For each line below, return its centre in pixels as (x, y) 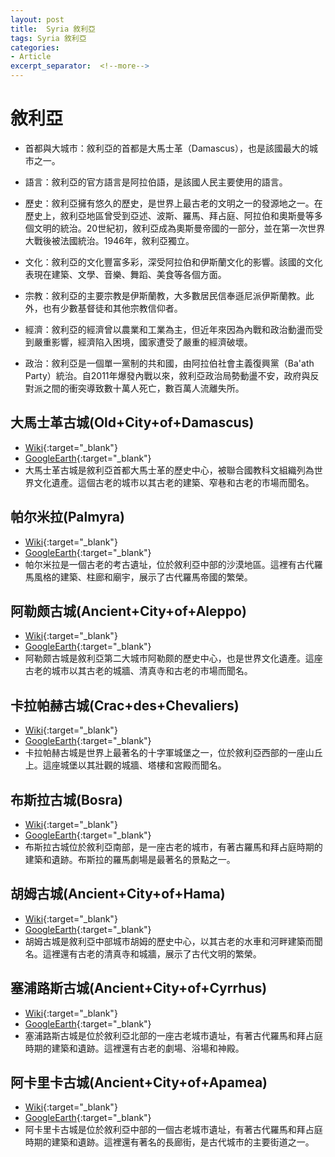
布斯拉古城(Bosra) (66, 799)
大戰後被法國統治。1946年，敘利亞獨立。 (109, 240)
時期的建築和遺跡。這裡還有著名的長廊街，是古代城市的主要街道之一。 (169, 1142)
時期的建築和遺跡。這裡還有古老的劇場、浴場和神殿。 (134, 1048)
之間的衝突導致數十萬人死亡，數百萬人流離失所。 (143, 388)
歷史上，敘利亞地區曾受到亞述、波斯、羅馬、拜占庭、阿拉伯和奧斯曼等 (169, 215)
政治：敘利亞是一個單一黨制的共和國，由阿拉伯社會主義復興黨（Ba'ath (169, 363)
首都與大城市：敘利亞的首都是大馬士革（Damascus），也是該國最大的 (167, 148)
